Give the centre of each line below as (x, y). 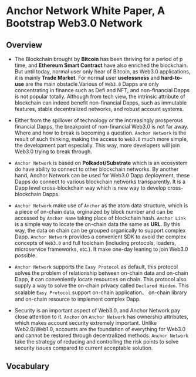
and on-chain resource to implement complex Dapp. (77, 299)
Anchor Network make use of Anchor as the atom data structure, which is (101, 206)
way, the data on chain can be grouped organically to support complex (100, 230)
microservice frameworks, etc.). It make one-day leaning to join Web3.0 (101, 249)
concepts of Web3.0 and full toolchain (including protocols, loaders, (95, 243)
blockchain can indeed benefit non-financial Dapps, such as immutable (101, 103)
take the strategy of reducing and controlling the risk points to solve (97, 341)
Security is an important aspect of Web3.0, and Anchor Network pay (97, 310)
